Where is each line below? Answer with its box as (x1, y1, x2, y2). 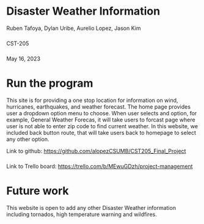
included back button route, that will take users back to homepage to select (6, 129, 197, 136)
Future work (6, 184, 69, 198)
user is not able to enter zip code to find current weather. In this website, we (6, 122, 199, 129)
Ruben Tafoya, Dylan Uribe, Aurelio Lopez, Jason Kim (6, 24, 141, 32)
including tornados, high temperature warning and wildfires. (6, 211, 157, 218)
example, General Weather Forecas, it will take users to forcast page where (6, 116, 195, 123)
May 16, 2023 (6, 55, 41, 62)
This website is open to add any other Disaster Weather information (6, 204, 176, 211)
